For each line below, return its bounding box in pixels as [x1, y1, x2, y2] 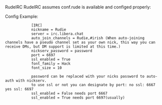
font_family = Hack [31, 61, 71, 66]
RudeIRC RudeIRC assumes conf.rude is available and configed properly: [5, 4, 151, 10]
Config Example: [5, 14, 38, 19]
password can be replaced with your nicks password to [31, 74, 145, 79]
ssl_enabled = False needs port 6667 [31, 91, 108, 96]
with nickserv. [16, 78, 47, 83]
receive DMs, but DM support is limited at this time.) [5, 44, 121, 49]
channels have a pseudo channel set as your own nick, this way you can [5, 40, 156, 45]
